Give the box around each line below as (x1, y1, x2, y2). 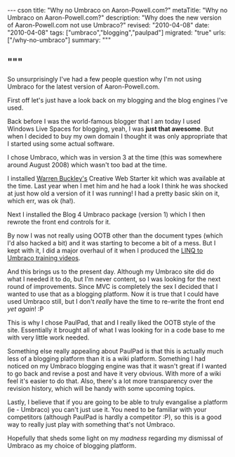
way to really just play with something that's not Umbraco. (7, 420, 175, 428)
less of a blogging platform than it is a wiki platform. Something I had (7, 354, 206, 363)
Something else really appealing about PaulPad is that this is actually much (7, 347, 224, 355)
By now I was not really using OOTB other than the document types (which (7, 231, 223, 240)
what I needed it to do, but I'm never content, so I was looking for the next (7, 274, 221, 283)
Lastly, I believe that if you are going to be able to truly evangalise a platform (7, 397, 228, 406)
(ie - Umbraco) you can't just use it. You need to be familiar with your (7, 405, 207, 413)
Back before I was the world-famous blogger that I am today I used (7, 117, 201, 125)
